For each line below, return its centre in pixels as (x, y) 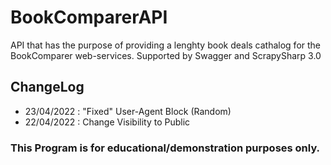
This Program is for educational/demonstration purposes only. (165, 148)
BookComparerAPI (89, 17)
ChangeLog (47, 87)
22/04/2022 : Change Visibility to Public (107, 122)
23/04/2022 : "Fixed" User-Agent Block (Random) (128, 111)
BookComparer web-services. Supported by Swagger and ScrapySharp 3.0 (166, 55)
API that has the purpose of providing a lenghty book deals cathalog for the (166, 45)
